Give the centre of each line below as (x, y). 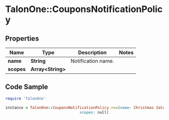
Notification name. (92, 61)
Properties (22, 38)
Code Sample (27, 87)
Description (92, 52)
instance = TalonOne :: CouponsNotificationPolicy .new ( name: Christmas (80, 107)
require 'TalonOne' (26, 98)
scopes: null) (94, 112)
